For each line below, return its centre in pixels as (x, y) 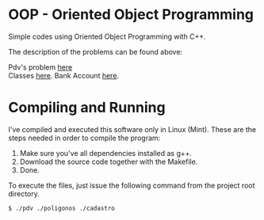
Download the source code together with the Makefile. (109, 161)
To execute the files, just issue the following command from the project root (132, 185)
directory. (24, 193)
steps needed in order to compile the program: (84, 138)
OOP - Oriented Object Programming (131, 15)
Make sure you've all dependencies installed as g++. (106, 153)
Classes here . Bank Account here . (64, 75)
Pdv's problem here (40, 67)
